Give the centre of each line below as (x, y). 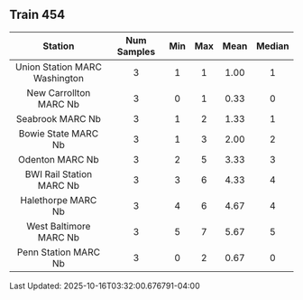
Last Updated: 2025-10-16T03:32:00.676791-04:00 (105, 286)
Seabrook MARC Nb (59, 118)
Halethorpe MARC (59, 200)
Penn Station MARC (59, 252)
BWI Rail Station (59, 173)
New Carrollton (59, 92)
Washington (58, 78)
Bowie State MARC (59, 133)
